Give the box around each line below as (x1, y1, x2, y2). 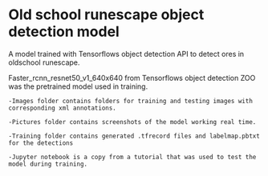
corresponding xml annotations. (8, 104, 116, 112)
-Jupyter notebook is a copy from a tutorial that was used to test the (8, 153, 257, 161)
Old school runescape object (8, 6, 205, 24)
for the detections (8, 138, 74, 147)
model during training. (8, 160, 88, 168)
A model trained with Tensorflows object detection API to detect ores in (8, 49, 245, 58)
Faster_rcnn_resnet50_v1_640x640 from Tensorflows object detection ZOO (8, 73, 256, 82)
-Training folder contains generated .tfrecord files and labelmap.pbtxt (8, 132, 261, 140)
